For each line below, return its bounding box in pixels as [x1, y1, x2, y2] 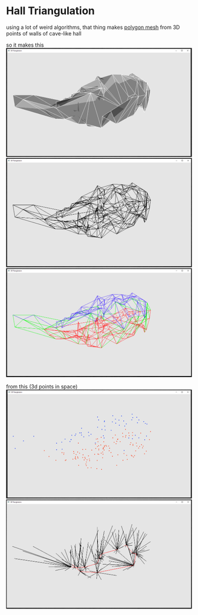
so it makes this [6, 41, 44, 48]
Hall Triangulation [6, 4, 95, 18]
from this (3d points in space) [6, 383, 78, 390]
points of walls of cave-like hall [6, 30, 82, 37]
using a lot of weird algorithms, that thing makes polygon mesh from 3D [6, 24, 180, 31]
